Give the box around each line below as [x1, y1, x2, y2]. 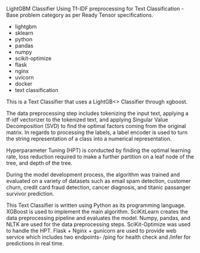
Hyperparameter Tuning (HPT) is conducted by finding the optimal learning [6, 147, 191, 154]
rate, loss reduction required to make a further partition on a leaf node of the [6, 153, 194, 160]
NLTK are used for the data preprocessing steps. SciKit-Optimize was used [6, 221, 191, 228]
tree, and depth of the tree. [6, 160, 73, 166]
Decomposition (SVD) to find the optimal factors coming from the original [6, 123, 186, 129]
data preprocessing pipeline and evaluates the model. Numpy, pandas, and [6, 215, 190, 221]
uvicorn [14, 74, 34, 81]
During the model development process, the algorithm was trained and [6, 171, 180, 178]
